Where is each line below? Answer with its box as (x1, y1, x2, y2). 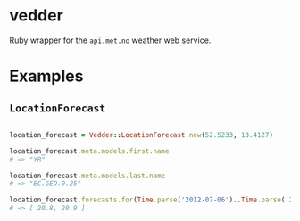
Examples (9, 66, 84, 86)
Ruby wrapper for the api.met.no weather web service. (9, 35, 212, 45)
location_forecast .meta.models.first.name (9, 146, 170, 156)
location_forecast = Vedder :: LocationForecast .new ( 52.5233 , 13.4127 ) (9, 130, 274, 139)
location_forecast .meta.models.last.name (9, 171, 166, 180)
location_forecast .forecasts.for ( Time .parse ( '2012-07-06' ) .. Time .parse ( (9, 195, 286, 205)
